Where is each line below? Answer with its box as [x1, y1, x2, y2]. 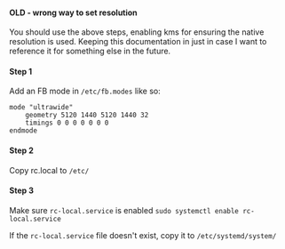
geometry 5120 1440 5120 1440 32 [25, 111, 149, 120]
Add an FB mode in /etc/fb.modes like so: [9, 85, 162, 97]
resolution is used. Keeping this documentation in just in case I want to [9, 36, 267, 47]
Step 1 [9, 66, 33, 76]
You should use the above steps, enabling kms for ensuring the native [9, 27, 265, 37]
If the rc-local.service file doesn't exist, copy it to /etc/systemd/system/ [9, 229, 277, 240]
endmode [9, 126, 38, 135]
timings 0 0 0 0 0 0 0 [25, 118, 109, 128]
